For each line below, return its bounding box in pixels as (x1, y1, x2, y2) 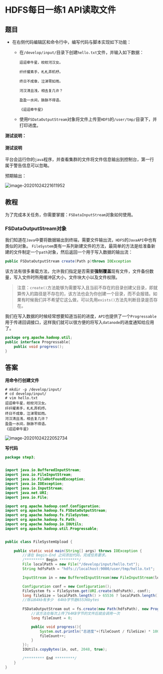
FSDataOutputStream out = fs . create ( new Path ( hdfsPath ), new (22, 606, 149, 612)
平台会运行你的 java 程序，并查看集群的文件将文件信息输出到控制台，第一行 (5, 157, 154, 162)
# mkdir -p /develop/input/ (5, 387, 62, 392)
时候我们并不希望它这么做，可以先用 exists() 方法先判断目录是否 (25, 297, 154, 303)
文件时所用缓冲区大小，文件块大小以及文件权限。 (21, 274, 120, 280)
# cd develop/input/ (5, 391, 47, 396)
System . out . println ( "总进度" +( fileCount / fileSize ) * (39, 629, 151, 634)
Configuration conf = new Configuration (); (22, 584, 112, 589)
